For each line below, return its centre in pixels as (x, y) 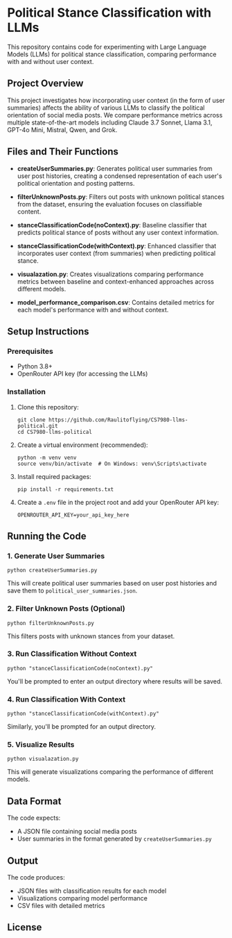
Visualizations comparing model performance (82, 898)
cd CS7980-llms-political (54, 432)
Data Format (34, 801)
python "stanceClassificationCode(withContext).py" (83, 714)
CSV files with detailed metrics (61, 906)
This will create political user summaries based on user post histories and (112, 583)
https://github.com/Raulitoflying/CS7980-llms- (118, 420)
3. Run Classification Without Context (72, 654)
